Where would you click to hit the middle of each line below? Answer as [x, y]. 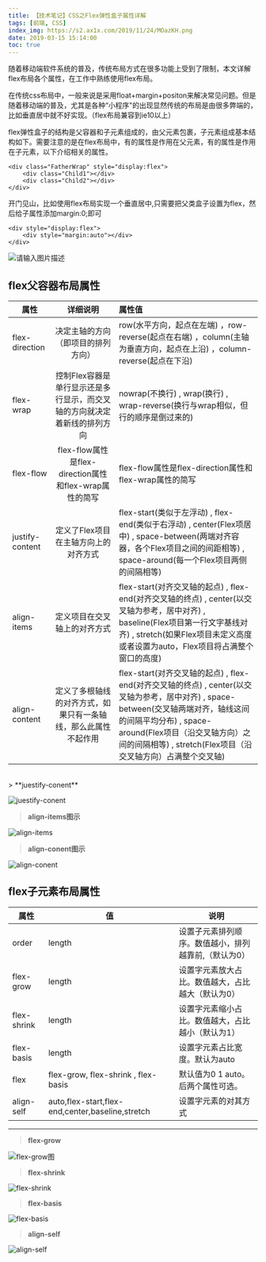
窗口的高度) [140, 658]
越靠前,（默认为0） [214, 955]
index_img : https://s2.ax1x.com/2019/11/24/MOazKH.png [101, 30]
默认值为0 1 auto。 [214, 1074]
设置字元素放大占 [211, 970]
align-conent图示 [56, 849]
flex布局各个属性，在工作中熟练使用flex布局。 [83, 79]
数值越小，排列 [222, 943]
